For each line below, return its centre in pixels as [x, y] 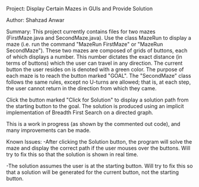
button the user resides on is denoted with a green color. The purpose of [95, 69]
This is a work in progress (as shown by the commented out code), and [93, 124]
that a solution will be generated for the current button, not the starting [93, 172]
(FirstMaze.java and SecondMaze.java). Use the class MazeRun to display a [99, 38]
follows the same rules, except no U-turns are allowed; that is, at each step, [99, 82]
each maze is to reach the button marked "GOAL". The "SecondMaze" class [99, 76]
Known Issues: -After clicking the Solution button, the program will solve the [99, 142]
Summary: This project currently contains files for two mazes [81, 31]
